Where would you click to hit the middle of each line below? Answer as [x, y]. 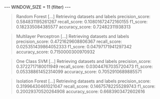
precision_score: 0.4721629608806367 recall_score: [69, 41]
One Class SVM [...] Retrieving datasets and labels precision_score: [84, 61]
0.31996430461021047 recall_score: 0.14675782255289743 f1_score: [86, 86]
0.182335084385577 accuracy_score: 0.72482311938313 [73, 27]
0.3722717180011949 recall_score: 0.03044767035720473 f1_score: [84, 66]
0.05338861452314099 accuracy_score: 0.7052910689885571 [79, 72]
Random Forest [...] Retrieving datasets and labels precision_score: [83, 16]
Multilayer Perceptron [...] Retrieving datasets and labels [72, 36]
